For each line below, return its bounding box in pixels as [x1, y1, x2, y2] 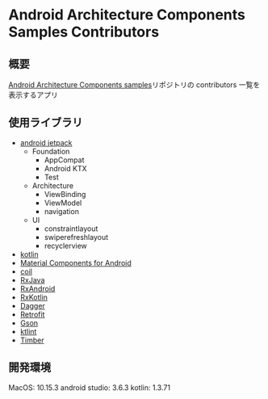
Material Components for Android [19, 258, 132, 267]
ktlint [19, 326, 37, 336]
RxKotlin [19, 292, 48, 302]
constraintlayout [44, 224, 98, 233]
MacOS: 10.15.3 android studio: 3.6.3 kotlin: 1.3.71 [8, 382, 171, 393]
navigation [44, 206, 79, 216]
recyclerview [44, 241, 87, 250]
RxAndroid [19, 283, 56, 293]
